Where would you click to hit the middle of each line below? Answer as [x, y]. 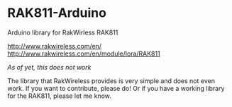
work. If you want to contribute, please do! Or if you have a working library [116, 88]
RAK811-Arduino [57, 13]
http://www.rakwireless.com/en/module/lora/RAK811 [84, 53]
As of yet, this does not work [49, 67]
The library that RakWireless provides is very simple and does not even [111, 81]
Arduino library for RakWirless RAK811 [63, 32]
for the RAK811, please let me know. [60, 96]
